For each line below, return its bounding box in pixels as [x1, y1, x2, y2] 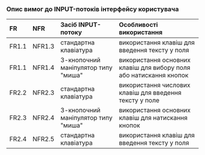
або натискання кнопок [118, 71, 189, 80]
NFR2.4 [32, 114, 55, 122]
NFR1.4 [32, 63, 55, 72]
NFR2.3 [32, 89, 55, 97]
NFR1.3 [32, 42, 55, 50]
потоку [60, 28, 82, 36]
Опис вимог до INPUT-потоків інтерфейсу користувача [6, 5, 179, 13]
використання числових [118, 81, 191, 89]
